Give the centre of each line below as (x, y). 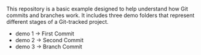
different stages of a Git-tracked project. (57, 22)
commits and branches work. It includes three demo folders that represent (100, 15)
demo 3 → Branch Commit (49, 46)
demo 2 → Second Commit (49, 40)
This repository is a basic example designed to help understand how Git (97, 9)
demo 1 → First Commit (45, 34)
